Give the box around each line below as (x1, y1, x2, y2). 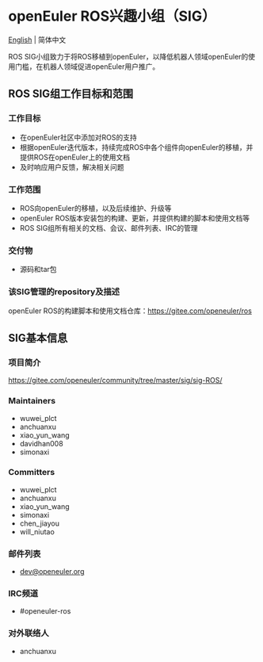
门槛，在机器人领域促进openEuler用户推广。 (14, 61, 160, 71)
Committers (8, 467, 55, 478)
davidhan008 (19, 438, 63, 448)
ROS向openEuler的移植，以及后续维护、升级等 (19, 203, 172, 212)
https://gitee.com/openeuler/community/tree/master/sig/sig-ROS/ (8, 376, 223, 385)
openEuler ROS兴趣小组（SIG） (8, 7, 216, 25)
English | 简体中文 (8, 35, 67, 44)
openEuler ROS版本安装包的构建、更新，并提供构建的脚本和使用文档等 (19, 213, 250, 223)
